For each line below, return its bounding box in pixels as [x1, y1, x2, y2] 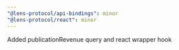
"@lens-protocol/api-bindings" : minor [7, 10, 118, 17]
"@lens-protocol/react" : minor [7, 16, 97, 23]
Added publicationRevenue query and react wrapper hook [7, 35, 172, 43]
